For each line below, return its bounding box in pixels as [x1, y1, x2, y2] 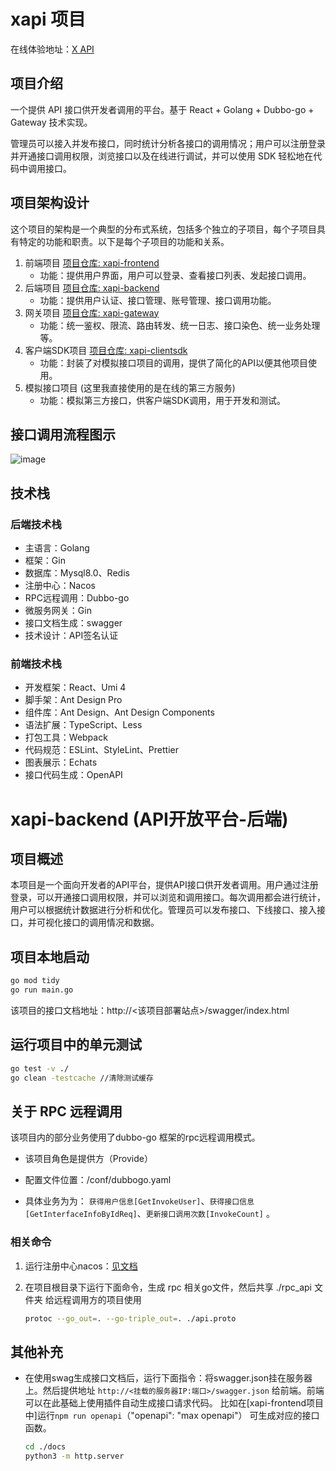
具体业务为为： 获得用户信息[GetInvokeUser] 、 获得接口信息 [24, 1195, 255, 1207]
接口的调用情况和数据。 [62, 916, 160, 929]
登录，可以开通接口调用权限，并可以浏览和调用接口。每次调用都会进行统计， [10, 891, 326, 904]
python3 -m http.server [24, 1451, 125, 1462]
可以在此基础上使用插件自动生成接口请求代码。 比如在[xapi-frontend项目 [24, 1397, 325, 1409]
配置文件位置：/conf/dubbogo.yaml [24, 1174, 172, 1186]
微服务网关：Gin [24, 605, 92, 617]
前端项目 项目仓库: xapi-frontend [24, 256, 160, 269]
